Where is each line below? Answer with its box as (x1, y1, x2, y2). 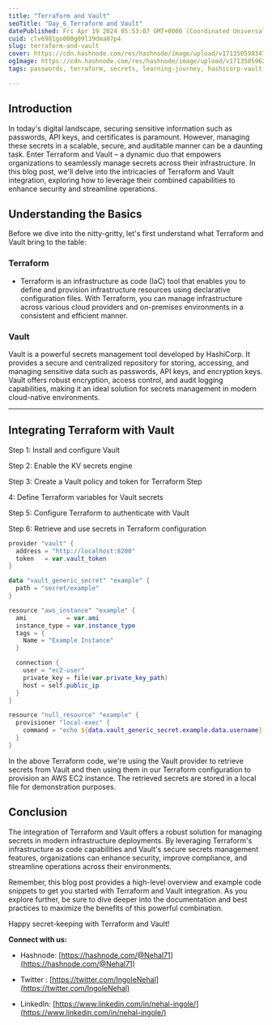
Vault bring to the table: (8, 237, 87, 248)
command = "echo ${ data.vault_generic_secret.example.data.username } (23, 726, 263, 734)
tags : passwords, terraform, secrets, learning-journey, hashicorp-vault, (8, 65, 266, 73)
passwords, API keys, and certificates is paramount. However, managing (8, 131, 250, 142)
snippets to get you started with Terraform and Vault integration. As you (8, 885, 248, 895)
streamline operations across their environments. (8, 861, 172, 871)
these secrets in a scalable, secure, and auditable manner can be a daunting (8, 140, 263, 150)
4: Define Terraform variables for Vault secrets (8, 492, 164, 502)
